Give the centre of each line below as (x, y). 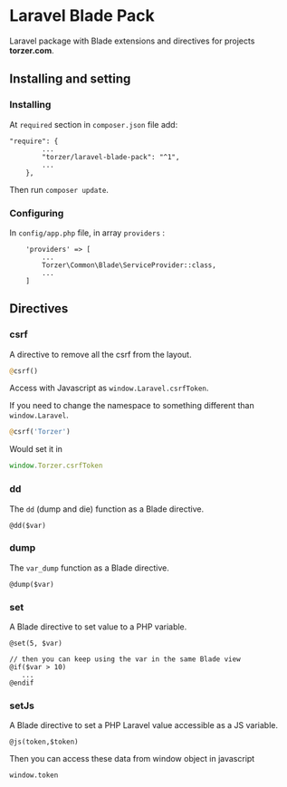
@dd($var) (28, 525)
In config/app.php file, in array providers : (87, 233)
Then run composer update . (59, 189)
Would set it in (36, 449)
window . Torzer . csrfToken (56, 466)
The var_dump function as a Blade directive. (89, 568)
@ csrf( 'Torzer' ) (40, 432)
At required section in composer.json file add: (94, 124)
